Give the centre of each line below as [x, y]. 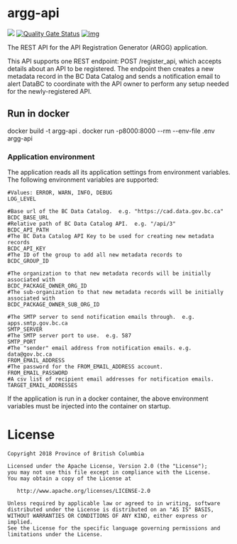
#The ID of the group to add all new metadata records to [95, 255]
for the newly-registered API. [50, 91]
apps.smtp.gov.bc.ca [38, 323]
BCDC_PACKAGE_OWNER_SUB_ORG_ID [54, 305]
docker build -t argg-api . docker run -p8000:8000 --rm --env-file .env [111, 131]
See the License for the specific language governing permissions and [114, 528]
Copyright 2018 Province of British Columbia [76, 453]
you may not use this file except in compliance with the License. [109, 472]
